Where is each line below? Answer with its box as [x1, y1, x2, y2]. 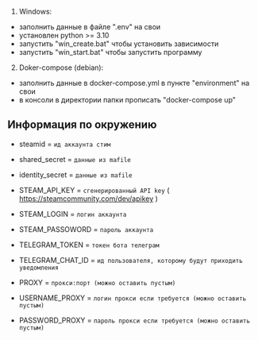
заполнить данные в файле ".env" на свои [18, 22, 161, 31]
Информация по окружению [7, 118, 157, 132]
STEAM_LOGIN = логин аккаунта [18, 209, 127, 218]
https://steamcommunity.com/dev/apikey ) [18, 194, 158, 203]
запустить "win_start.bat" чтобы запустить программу [18, 48, 202, 56]
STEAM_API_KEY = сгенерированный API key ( [18, 185, 170, 195]
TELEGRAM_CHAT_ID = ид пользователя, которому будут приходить [18, 255, 243, 265]
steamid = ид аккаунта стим [18, 139, 111, 149]
